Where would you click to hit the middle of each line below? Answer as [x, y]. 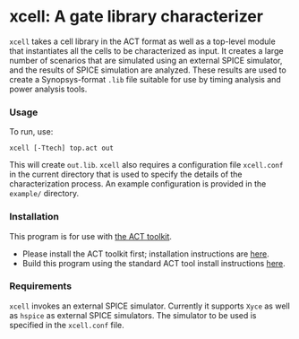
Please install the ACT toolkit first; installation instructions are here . [146, 254]
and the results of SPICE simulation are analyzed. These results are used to [148, 70]
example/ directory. [44, 194]
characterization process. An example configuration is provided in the [138, 184]
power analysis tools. [48, 89]
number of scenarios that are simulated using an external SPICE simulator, [146, 60]
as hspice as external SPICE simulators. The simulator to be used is [133, 315]
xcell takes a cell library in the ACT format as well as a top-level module [142, 41]
